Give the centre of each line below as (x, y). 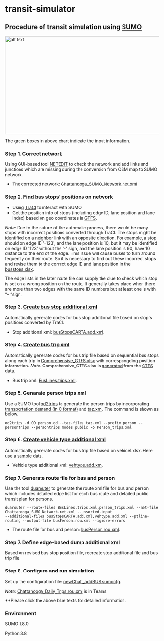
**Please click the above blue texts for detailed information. (66, 600)
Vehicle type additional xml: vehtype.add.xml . (58, 465)
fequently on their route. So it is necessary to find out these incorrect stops (81, 258)
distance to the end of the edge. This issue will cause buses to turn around (80, 253)
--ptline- (140, 516)
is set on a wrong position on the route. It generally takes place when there (80, 284)
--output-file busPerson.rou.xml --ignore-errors (74, 521)
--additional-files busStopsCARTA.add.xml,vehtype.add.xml (66, 516)
